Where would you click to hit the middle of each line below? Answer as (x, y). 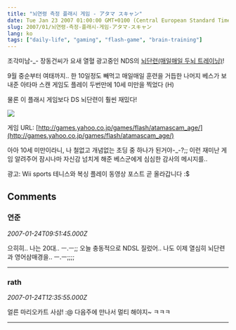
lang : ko (20, 33)
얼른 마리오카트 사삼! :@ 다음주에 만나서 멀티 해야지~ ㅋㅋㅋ (89, 312)
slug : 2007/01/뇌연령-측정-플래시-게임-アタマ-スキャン (80, 27)
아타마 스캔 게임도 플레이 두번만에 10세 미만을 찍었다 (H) (97, 84)
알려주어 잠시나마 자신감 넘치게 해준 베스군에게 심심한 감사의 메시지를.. (111, 159)
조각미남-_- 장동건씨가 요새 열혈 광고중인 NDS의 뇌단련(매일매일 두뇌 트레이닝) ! (116, 61)
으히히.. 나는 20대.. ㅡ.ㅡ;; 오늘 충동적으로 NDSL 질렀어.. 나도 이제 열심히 (107, 248)
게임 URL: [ (23, 128)
